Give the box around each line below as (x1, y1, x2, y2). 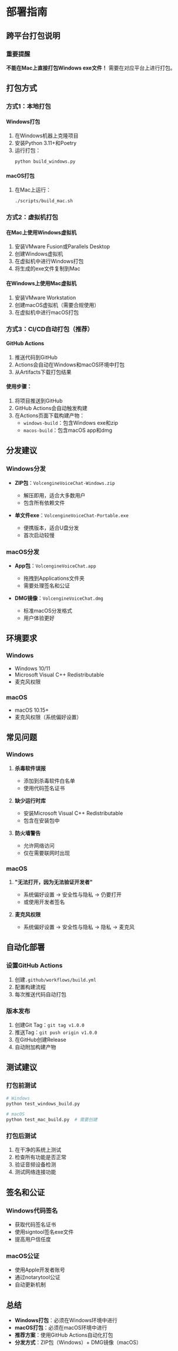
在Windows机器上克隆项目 (14, 132, 79, 139)
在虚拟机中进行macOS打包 (14, 309, 79, 316)
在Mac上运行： (14, 186, 52, 193)
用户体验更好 (23, 614, 55, 622)
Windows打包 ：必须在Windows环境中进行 (14, 1317, 117, 1324)
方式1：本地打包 (6, 103, 51, 111)
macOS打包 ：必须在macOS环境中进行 (14, 1324, 108, 1332)
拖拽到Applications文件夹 (23, 574, 85, 582)
